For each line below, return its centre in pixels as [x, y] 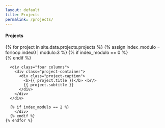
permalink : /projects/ [29, 19]
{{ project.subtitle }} [49, 85]
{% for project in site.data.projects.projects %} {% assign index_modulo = [83, 47]
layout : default [22, 10]
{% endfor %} [19, 120]
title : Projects [22, 15]
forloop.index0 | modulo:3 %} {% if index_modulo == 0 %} [67, 52]
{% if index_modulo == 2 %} [40, 107]
